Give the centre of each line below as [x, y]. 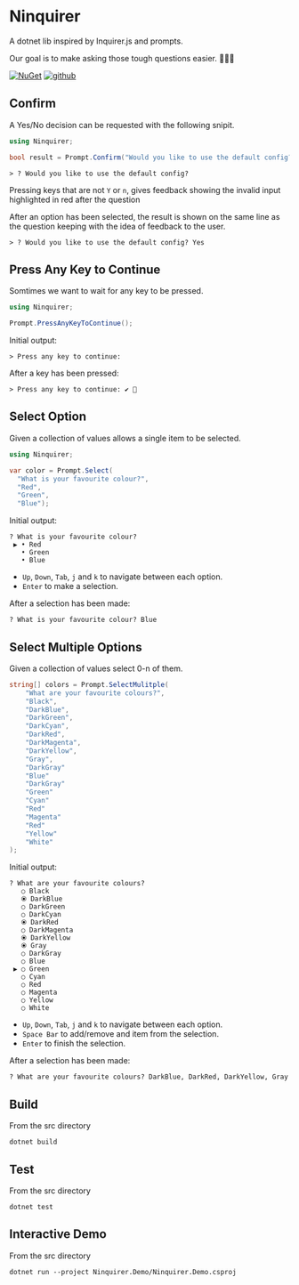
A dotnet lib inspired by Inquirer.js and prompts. [97, 41]
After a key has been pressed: [64, 373]
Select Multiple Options [76, 647]
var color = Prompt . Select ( [61, 470]
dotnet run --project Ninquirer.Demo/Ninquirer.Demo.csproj [123, 1272]
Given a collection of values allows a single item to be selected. [125, 438]
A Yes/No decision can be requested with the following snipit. [122, 125]
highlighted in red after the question [75, 199]
